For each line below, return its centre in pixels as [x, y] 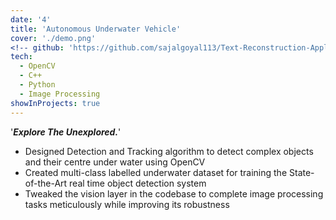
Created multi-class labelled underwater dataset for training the [156, 172]
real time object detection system [138, 183]
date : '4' [31, 19]
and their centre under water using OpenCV [115, 162]
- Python [37, 85]
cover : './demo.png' [53, 38]
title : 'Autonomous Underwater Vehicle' [96, 29]
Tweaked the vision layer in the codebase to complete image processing [174, 193]
